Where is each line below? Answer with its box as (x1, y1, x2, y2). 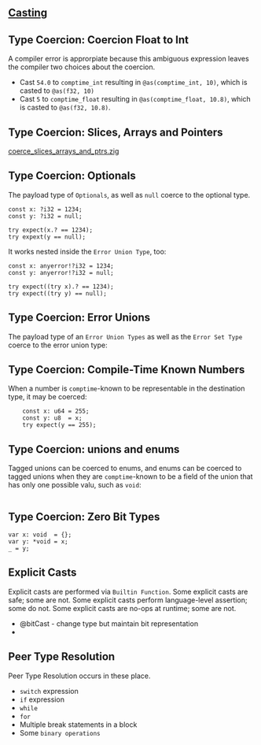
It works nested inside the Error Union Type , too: (8, 246, 167, 256)
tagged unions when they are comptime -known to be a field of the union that (8, 472, 253, 481)
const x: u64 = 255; (22, 407, 90, 416)
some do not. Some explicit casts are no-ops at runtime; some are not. (8, 603, 237, 613)
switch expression (19, 686, 79, 695)
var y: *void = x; (8, 538, 68, 546)
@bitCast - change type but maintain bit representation (19, 618, 199, 628)
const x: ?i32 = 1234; (8, 205, 83, 213)
